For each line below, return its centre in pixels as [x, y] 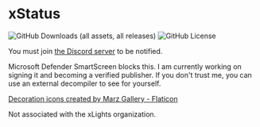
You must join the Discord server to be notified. [85, 51]
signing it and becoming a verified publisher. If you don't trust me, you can [130, 75]
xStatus [35, 14]
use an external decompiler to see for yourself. [85, 83]
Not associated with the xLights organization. [82, 114]
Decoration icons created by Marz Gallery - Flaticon [93, 98]
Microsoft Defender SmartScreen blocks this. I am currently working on [125, 66]
